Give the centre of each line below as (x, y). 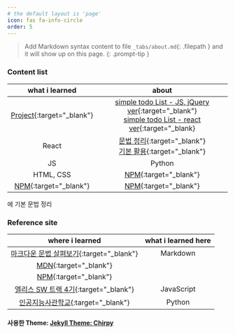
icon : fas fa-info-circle (45, 20)
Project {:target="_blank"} (52, 115)
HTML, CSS (52, 174)
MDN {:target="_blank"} (74, 265)
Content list (27, 72)
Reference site (33, 222)
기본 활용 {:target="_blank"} (162, 151)
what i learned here (178, 240)
